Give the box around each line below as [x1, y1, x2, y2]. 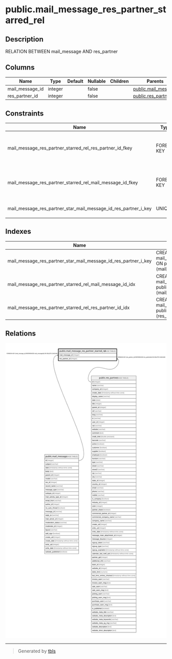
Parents [146, 78, 164, 84]
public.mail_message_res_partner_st [5, 4, 166, 15]
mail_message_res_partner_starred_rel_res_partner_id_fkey [7, 145, 133, 151]
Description [5, 35, 44, 43]
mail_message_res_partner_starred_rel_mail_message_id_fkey [7, 179, 138, 185]
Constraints [5, 109, 44, 118]
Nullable [88, 78, 106, 84]
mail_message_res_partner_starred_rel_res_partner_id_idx [7, 304, 130, 311]
